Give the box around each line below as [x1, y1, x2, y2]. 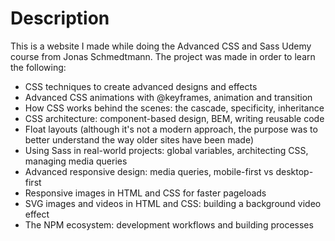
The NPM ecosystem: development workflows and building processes [24, 218, 314, 231]
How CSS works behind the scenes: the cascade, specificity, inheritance [24, 102, 325, 114]
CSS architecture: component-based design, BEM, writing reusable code [24, 112, 325, 124]
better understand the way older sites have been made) [24, 133, 255, 146]
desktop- [275, 165, 314, 177]
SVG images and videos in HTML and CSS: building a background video [24, 197, 322, 209]
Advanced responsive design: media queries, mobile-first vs [24, 165, 274, 177]
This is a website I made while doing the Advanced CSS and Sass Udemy [10, 40, 312, 52]
